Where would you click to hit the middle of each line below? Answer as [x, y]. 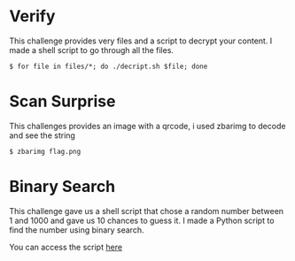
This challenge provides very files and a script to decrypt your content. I [141, 41]
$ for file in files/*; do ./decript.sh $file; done [109, 66]
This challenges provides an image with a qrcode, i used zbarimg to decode [147, 126]
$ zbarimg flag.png [45, 151]
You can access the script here [66, 247]
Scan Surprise [62, 101]
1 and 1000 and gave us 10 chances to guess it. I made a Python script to [142, 220]
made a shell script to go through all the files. [92, 50]
